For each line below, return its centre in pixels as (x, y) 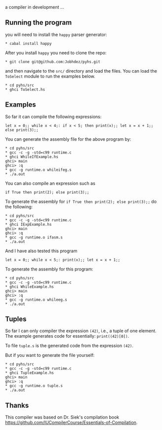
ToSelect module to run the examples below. (50, 76)
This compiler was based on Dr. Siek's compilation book (62, 417)
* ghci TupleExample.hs (30, 373)
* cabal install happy (28, 43)
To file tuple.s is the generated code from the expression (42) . (69, 346)
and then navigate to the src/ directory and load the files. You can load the (81, 71)
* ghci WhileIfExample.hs (32, 157)
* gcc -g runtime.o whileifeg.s (38, 170)
